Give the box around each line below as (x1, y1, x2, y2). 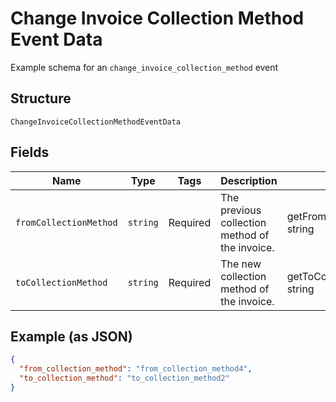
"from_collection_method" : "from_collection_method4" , (19, 364, 253, 374)
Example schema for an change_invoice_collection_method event (10, 61, 279, 73)
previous (220, 203, 262, 217)
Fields (10, 144, 50, 161)
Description (220, 173, 278, 187)
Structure (10, 90, 72, 107)
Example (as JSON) (10, 328, 133, 345)
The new (220, 257, 262, 271)
